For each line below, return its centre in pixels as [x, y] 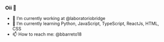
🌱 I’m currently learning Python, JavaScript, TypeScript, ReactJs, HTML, [86, 23]
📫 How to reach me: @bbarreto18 [47, 34]
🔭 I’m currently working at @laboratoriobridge [59, 19]
